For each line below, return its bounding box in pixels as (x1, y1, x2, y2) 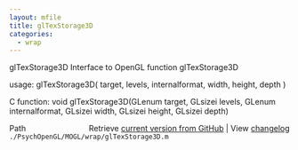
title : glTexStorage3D (9, 21, 93, 30)
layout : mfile (9, 12, 62, 22)
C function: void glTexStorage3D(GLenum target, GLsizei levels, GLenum (9, 97, 276, 107)
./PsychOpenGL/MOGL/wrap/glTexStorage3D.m (9, 132, 169, 142)
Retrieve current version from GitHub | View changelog (88, 123, 290, 134)
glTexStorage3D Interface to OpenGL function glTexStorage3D (9, 62, 238, 73)
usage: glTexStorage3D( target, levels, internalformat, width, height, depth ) (9, 79, 286, 90)
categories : (9, 29, 53, 38)
